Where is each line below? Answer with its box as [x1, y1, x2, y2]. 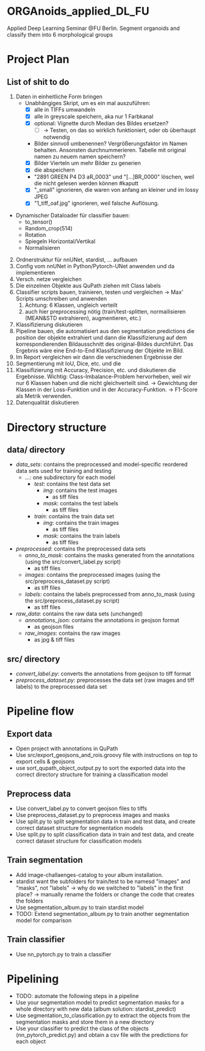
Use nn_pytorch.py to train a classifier [15, 950, 112, 958]
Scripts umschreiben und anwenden [15, 295, 107, 302]
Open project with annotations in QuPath [15, 745, 118, 752]
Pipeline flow [7, 705, 74, 719]
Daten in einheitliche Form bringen [15, 93, 103, 100]
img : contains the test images [43, 487, 118, 494]
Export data [7, 728, 52, 739]
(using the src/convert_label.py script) [24, 558, 121, 566]
